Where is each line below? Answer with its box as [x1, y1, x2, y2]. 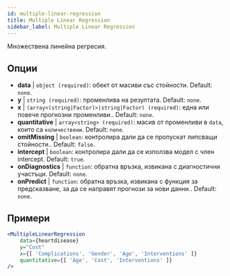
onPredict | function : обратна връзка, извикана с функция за [17, 177, 198, 185]
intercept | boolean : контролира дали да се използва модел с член [17, 148, 215, 156]
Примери [7, 212, 50, 224]
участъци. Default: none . [17, 170, 88, 178]
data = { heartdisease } [19, 237, 79, 244]
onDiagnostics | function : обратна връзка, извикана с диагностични [17, 162, 220, 171]
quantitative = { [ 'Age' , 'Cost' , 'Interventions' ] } [19, 256, 172, 263]
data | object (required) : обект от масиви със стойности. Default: [17, 81, 213, 89]
